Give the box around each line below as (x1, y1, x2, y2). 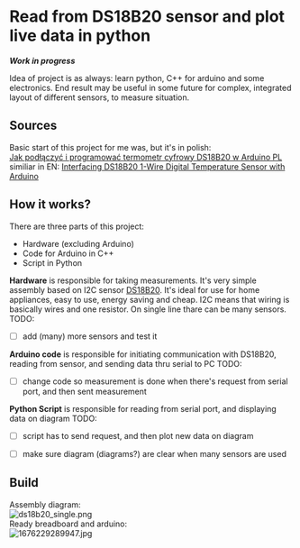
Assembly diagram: (9, 498, 81, 510)
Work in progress (9, 55, 76, 66)
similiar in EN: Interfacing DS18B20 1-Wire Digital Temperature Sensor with (9, 160, 286, 172)
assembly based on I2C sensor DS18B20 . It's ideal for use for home (9, 284, 260, 295)
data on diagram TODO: (9, 413, 97, 424)
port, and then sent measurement (22, 386, 147, 397)
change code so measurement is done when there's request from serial (22, 376, 288, 387)
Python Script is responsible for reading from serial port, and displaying (9, 403, 277, 414)
